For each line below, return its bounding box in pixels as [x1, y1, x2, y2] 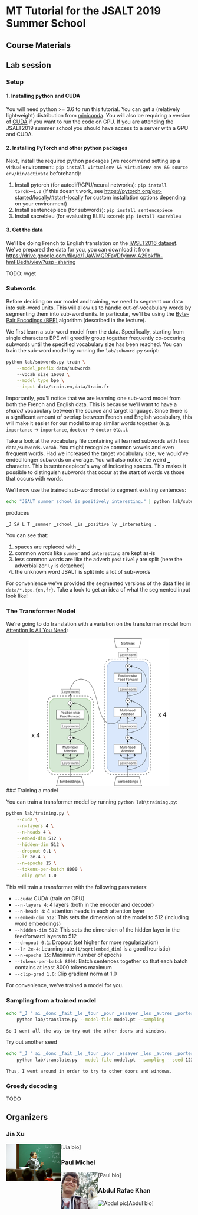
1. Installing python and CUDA [6, 93, 81, 100]
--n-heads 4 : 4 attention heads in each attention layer [14, 907, 145, 914]
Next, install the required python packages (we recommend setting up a [6, 158, 181, 165]
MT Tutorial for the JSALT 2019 [6, 4, 161, 18]
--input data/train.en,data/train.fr [16, 384, 110, 390]
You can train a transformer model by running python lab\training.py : [6, 798, 178, 805]
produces [6, 509, 29, 517]
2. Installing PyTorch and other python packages [6, 144, 128, 151]
